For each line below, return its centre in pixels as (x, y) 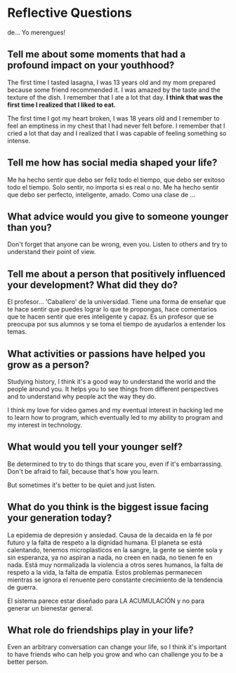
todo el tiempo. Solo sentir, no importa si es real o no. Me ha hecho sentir (113, 187)
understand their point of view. (52, 252)
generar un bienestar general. (50, 608)
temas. (17, 332)
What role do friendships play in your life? (101, 631)
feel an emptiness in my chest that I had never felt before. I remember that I (116, 126)
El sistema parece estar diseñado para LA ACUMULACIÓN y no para (106, 601)
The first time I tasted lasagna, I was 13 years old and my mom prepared (112, 82)
